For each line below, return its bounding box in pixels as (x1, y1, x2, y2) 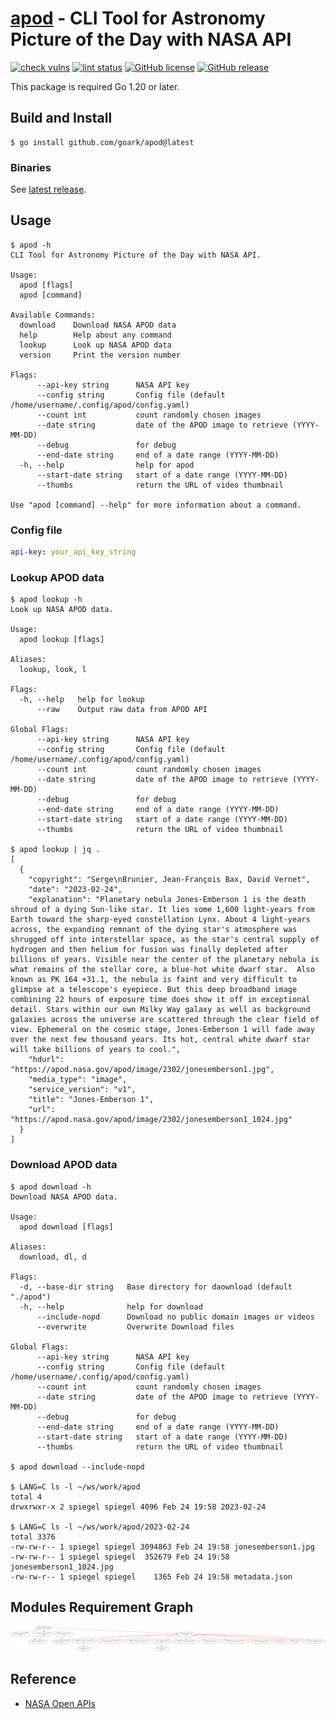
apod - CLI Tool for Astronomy (10, 7, 266, 30)
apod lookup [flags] (19, 635, 105, 645)
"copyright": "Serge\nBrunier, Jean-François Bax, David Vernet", (28, 875, 311, 885)
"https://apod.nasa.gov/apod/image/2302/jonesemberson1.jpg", (10, 1065, 275, 1075)
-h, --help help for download (19, 1302, 203, 1312)
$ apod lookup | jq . (10, 845, 101, 855)
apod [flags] (19, 280, 74, 290)
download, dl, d (19, 1252, 87, 1262)
